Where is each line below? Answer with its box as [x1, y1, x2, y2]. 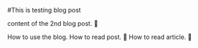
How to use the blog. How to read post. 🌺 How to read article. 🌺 [7, 33, 192, 41]
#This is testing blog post [7, 6, 81, 14]
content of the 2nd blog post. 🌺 [7, 19, 98, 27]
